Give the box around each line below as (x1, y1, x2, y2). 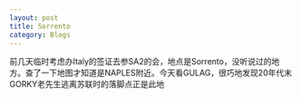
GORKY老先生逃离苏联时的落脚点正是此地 (9, 79, 165, 90)
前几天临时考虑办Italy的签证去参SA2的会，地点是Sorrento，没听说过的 (9, 56, 272, 67)
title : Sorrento (9, 22, 71, 31)
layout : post (9, 13, 59, 23)
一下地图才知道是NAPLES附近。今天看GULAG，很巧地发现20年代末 (40, 67, 293, 78)
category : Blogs (9, 30, 71, 39)
